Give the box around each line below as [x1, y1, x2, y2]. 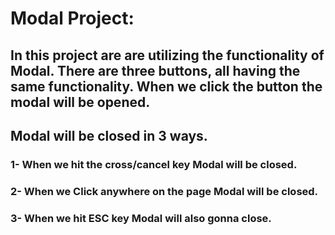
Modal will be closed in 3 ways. [10, 127, 208, 144]
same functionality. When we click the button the [10, 78, 323, 95]
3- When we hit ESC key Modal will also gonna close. [10, 211, 272, 225]
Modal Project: [10, 7, 135, 30]
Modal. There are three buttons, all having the [10, 62, 301, 79]
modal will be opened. [10, 93, 151, 111]
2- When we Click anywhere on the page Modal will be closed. [10, 184, 319, 198]
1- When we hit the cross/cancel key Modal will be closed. [10, 157, 298, 171]
